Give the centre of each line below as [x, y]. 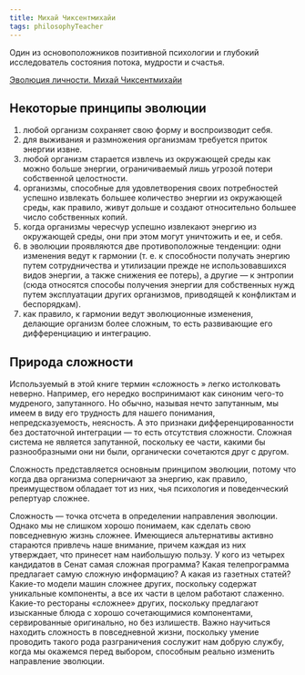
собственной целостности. [75, 179]
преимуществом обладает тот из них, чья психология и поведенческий [149, 489]
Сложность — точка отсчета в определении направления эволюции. [143, 516]
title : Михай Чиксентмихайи [63, 18]
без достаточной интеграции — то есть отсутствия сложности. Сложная [151, 433]
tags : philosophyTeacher [56, 26]
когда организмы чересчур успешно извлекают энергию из [139, 227]
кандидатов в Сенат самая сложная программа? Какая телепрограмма [149, 565]
